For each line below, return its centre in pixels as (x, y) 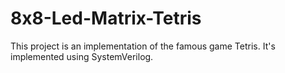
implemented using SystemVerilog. (82, 56)
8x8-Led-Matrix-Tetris (106, 18)
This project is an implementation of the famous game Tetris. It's (143, 46)
